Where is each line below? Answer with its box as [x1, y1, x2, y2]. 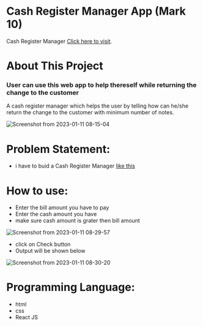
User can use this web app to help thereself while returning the [6, 81, 197, 89]
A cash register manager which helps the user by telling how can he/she [6, 102, 188, 109]
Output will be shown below [15, 247, 86, 254]
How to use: [6, 183, 68, 198]
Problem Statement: [6, 142, 111, 156]
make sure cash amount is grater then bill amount [15, 217, 141, 224]
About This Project [6, 59, 104, 73]
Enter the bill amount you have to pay [15, 204, 109, 212]
